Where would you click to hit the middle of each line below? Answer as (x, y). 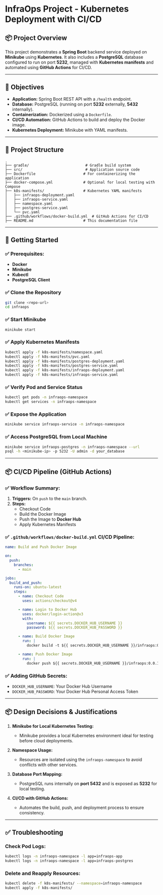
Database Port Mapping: (37, 774)
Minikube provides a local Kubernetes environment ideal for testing (86, 736)
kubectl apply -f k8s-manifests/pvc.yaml (48, 357)
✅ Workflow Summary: (33, 488)
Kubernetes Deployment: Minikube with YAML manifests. (70, 130)
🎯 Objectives (25, 87)
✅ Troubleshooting (34, 833)
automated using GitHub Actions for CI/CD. (49, 67)
